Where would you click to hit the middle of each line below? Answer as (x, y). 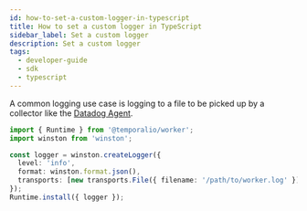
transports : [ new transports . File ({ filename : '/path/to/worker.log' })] (161, 180)
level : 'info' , (47, 164)
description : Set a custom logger (75, 43)
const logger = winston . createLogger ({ (85, 155)
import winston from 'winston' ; (71, 138)
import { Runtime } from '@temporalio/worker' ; (102, 130)
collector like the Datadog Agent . (71, 113)
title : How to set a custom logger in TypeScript (106, 26)
